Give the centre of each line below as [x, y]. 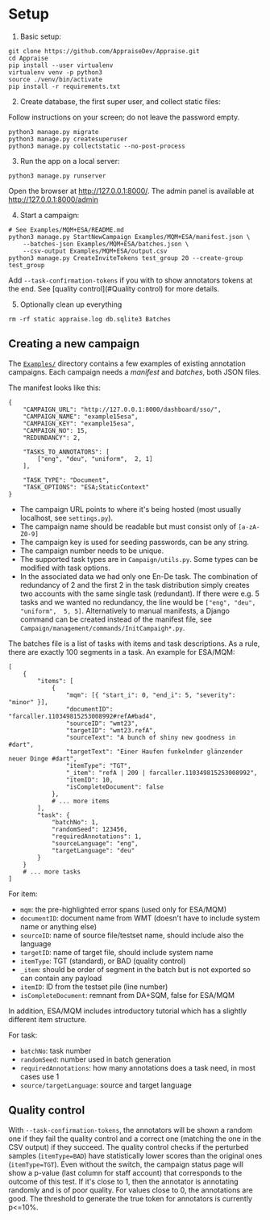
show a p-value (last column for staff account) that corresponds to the [125, 1172]
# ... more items [81, 801]
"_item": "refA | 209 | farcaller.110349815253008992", [162, 773]
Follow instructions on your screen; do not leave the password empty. [124, 117]
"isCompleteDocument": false [114, 787]
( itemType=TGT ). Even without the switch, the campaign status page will [126, 1164]
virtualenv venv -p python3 [56, 72]
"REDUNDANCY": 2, [52, 438]
